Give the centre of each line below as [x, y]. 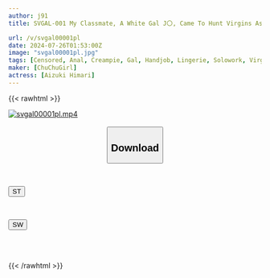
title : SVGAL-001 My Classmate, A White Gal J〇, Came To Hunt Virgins [130, 23]
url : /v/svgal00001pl [45, 38]
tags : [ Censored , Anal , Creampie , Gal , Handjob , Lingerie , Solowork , [127, 60]
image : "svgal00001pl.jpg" [53, 53]
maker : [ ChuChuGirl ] [43, 68]
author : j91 [28, 16]
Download [135, 148]
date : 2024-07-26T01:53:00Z [55, 45]
